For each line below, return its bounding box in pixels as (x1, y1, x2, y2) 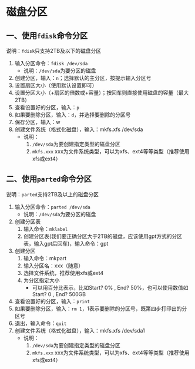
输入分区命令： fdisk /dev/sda (14, 60, 88, 66)
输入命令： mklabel (23, 225, 68, 232)
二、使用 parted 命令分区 (6, 174, 92, 184)
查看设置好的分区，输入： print (14, 297, 90, 304)
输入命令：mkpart (23, 254, 67, 261)
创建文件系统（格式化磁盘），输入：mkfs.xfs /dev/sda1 (14, 327, 145, 334)
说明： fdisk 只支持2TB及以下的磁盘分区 (6, 48, 102, 54)
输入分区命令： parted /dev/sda (14, 203, 91, 210)
